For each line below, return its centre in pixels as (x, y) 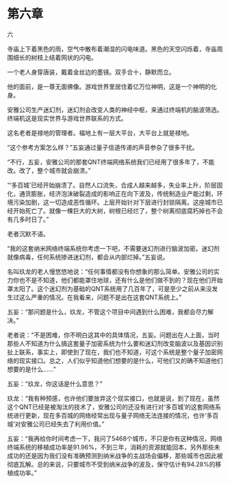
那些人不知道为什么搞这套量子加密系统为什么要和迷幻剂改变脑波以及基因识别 (115, 343)
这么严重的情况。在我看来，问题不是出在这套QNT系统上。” (100, 297)
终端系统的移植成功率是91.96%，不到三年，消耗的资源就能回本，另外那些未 (114, 447)
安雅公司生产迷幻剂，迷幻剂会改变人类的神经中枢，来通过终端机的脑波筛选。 (115, 110)
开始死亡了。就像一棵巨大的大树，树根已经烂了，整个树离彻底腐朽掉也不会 (118, 210)
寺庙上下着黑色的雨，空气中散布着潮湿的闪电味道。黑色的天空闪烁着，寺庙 (112, 49)
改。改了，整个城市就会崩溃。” (49, 170)
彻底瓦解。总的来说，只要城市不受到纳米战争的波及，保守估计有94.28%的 (111, 464)
